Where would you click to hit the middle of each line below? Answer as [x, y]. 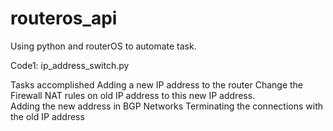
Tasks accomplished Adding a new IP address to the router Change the [157, 84]
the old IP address [47, 116]
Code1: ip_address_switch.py [70, 65]
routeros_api [64, 18]
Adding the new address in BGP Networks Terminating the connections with [166, 106]
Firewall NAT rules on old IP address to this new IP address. [133, 95]
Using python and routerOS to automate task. [103, 46]
